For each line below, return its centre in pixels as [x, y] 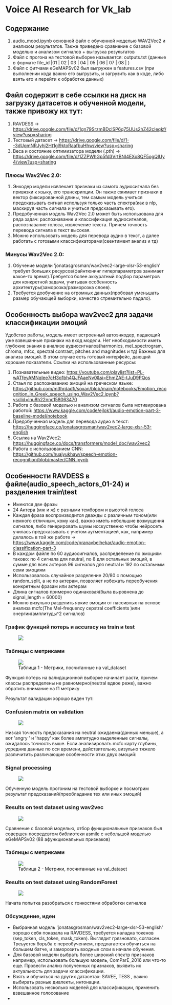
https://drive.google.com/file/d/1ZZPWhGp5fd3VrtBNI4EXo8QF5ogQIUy [89, 156]
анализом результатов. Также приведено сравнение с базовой [82, 46]
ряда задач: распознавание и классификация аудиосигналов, [80, 219]
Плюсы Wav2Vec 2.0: [33, 175]
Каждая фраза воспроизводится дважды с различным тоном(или [85, 515]
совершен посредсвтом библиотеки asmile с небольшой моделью [78, 834]
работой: [23, 410]
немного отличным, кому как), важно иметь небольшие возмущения [89, 521]
